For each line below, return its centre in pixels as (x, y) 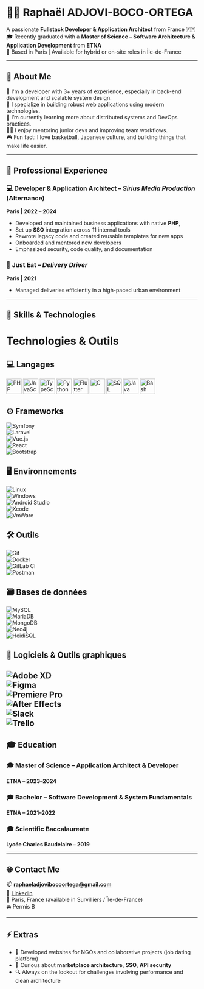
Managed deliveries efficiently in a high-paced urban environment (98, 290)
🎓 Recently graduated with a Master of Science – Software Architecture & (101, 37)
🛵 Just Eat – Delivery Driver (47, 265)
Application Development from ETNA (54, 45)
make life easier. (27, 146)
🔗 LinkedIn (19, 893)
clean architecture (38, 981)
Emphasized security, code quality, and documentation (84, 249)
